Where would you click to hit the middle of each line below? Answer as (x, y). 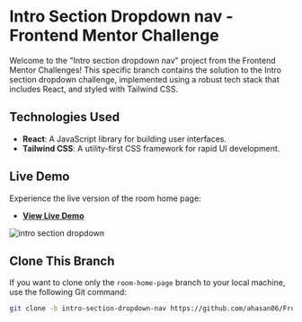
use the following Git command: (68, 292)
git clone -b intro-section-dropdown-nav (88, 309)
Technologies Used (64, 117)
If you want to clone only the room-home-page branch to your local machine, (147, 283)
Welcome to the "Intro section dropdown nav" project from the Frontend (142, 60)
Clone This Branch (62, 261)
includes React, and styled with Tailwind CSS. (93, 89)
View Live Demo (53, 215)
